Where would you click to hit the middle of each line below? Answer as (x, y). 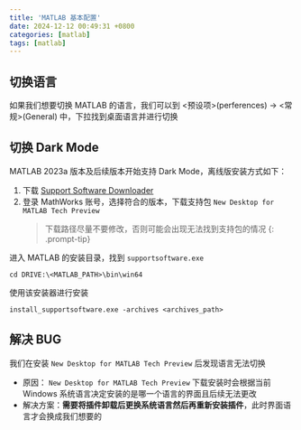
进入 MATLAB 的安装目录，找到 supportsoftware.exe (107, 257)
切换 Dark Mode (54, 148)
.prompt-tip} (68, 238)
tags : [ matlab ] (38, 43)
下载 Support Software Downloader (88, 190)
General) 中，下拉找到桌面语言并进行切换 (102, 117)
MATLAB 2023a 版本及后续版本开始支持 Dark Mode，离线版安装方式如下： (148, 171)
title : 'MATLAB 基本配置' (55, 18)
